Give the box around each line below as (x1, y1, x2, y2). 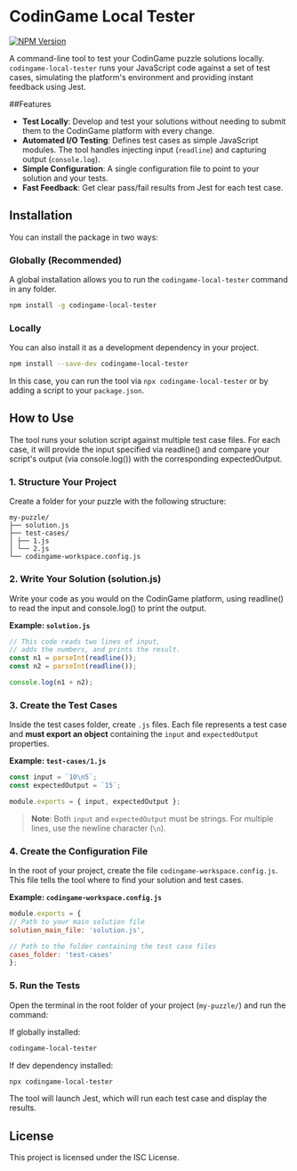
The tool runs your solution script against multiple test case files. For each (9, 434, 281, 445)
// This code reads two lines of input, (9, 637, 162, 646)
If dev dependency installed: (9, 1060, 114, 1070)
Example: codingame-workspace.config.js (9, 892, 163, 903)
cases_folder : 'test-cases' (9, 950, 114, 959)
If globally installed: (9, 1027, 81, 1037)
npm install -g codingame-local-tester (9, 301, 157, 310)
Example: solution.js (9, 619, 91, 630)
